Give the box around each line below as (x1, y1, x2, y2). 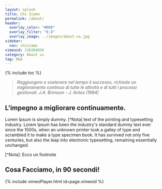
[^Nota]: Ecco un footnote (5, 152, 57, 157)
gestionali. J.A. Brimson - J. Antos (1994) (16, 90, 99, 95)
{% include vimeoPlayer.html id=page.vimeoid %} (5, 178, 104, 184)
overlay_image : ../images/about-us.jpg (9, 34, 90, 39)
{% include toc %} (5, 70, 42, 76)
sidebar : (5, 39, 23, 44)
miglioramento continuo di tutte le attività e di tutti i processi (16, 84, 137, 90)
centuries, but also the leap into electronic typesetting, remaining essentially (5, 137, 157, 143)
